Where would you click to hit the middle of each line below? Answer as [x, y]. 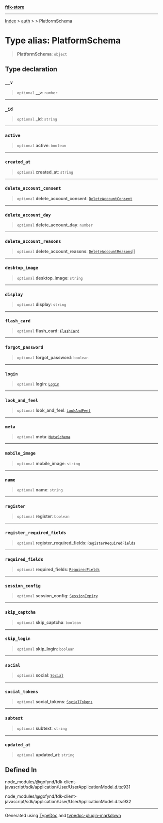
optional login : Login [38, 384]
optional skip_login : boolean [46, 649]
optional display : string [41, 304]
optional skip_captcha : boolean [49, 622]
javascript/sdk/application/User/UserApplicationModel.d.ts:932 [68, 801]
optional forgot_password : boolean [53, 357]
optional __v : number [37, 92]
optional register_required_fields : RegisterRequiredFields [76, 543]
